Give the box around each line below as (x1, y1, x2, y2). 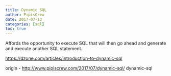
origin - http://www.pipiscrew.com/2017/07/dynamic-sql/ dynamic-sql (5, 65, 153, 71)
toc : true (5, 26, 27, 31)
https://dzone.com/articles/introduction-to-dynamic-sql (5, 55, 123, 61)
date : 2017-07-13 (5, 17, 42, 22)
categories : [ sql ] (5, 21, 44, 27)
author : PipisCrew (5, 12, 44, 17)
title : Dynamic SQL (5, 7, 47, 13)
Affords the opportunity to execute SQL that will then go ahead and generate (5, 40, 166, 46)
